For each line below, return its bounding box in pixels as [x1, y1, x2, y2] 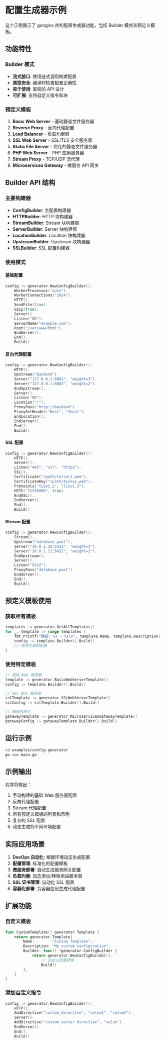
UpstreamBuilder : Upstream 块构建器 [12, 238, 90, 244]
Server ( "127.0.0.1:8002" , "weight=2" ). [14, 381, 97, 386]
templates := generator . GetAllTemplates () [5, 624, 95, 630]
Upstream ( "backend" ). [14, 372, 59, 377]
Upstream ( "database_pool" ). [14, 539, 72, 544]
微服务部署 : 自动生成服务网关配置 [12, 867, 81, 873]
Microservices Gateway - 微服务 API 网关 [12, 162, 99, 168]
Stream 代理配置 [12, 805, 46, 811]
